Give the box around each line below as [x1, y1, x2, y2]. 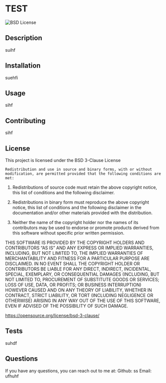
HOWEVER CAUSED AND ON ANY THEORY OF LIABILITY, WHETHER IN [5, 287, 153, 293]
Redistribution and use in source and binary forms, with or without [5, 167, 153, 172]
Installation [5, 62, 41, 70]
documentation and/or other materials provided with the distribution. [12, 210, 153, 216]
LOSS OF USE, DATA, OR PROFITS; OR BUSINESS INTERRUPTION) [5, 282, 142, 288]
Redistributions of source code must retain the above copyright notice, [12, 184, 158, 190]
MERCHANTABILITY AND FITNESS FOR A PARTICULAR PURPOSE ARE [5, 255, 150, 261]
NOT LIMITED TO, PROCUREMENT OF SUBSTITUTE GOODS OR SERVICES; [5, 277, 160, 282]
